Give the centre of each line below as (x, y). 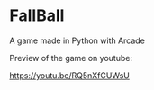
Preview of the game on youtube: (71, 58)
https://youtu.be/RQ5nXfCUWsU (70, 75)
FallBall (37, 16)
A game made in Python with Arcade (77, 40)
